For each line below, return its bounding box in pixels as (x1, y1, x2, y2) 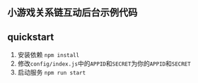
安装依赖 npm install (17, 51, 80, 59)
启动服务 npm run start (17, 68, 86, 77)
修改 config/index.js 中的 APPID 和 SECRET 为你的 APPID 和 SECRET (17, 59, 191, 68)
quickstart (7, 31, 54, 43)
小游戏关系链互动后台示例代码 (7, 6, 138, 19)
